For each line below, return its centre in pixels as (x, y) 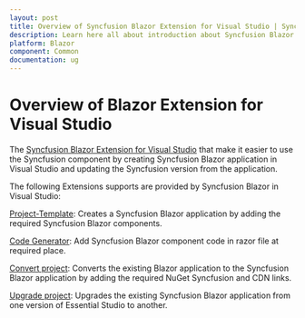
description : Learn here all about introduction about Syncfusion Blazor (152, 35)
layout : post (34, 18)
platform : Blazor (42, 43)
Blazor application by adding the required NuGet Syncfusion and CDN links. (151, 277)
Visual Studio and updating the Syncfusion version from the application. (144, 168)
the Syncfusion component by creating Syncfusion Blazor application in (143, 159)
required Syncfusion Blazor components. (86, 223)
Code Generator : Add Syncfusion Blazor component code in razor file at (144, 241)
